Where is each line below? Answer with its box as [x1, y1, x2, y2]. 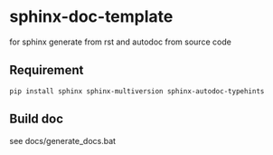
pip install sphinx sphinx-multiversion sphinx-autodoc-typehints [9, 86, 265, 96]
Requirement [9, 63, 84, 78]
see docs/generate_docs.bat [9, 135, 116, 146]
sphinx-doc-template [9, 6, 174, 27]
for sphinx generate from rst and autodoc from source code [9, 36, 232, 47]
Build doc [9, 111, 64, 127]
